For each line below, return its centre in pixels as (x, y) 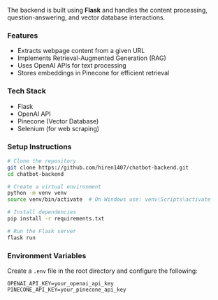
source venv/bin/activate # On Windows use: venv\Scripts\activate (109, 200)
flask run (22, 238)
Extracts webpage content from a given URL (81, 51)
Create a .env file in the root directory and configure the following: (102, 271)
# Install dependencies (42, 212)
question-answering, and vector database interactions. (86, 17)
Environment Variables (47, 255)
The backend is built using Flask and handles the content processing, (108, 10)
